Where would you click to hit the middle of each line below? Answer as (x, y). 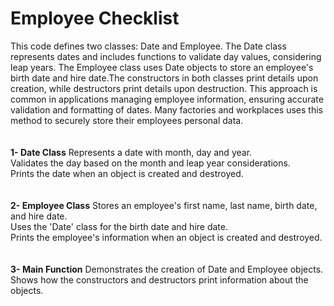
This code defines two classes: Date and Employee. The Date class (148, 46)
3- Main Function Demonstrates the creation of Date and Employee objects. (167, 269)
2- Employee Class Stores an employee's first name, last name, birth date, (164, 205)
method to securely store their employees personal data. (127, 120)
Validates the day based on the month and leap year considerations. (150, 163)
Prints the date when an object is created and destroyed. (127, 173)
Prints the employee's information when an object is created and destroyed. (166, 237)
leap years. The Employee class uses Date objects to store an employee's (162, 67)
